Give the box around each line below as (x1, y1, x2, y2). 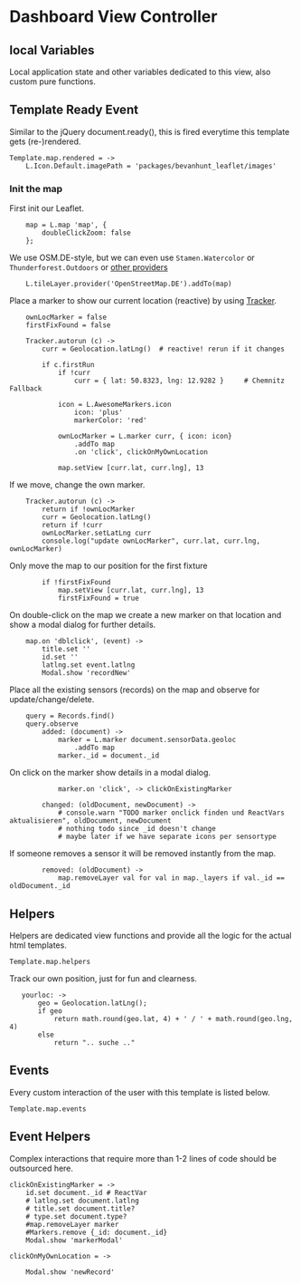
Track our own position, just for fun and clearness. (9, 972, 197, 984)
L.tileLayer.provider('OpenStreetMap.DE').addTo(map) (25, 279, 232, 289)
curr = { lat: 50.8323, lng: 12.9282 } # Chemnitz (73, 376, 285, 386)
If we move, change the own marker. (9, 479, 146, 490)
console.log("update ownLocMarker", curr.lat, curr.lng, (42, 536, 260, 545)
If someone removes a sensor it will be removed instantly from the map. (9, 848, 277, 859)
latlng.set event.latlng (42, 661, 136, 670)
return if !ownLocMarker (42, 505, 136, 514)
